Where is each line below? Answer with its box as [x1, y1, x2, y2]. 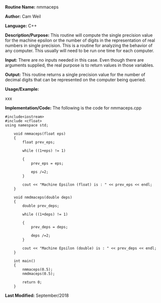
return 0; [22, 280, 42, 285]
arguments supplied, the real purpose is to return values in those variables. [5, 63, 155, 68]
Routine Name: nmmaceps [5, 4, 59, 10]
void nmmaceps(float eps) [14, 131, 66, 136]
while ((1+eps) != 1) [22, 148, 66, 153]
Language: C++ [5, 23, 37, 29]
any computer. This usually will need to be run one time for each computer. [5, 48, 154, 53]
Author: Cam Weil [5, 14, 41, 19]
